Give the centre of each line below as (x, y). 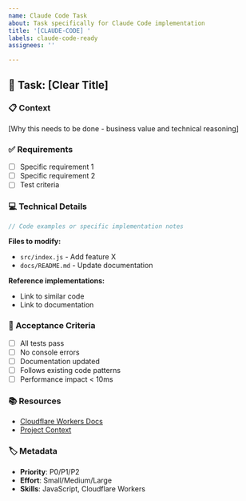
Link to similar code (52, 296)
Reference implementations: (57, 281)
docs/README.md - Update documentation (86, 266)
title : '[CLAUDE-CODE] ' (50, 30)
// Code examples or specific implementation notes (96, 226)
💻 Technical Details (48, 206)
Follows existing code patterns (70, 370)
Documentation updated (60, 361)
